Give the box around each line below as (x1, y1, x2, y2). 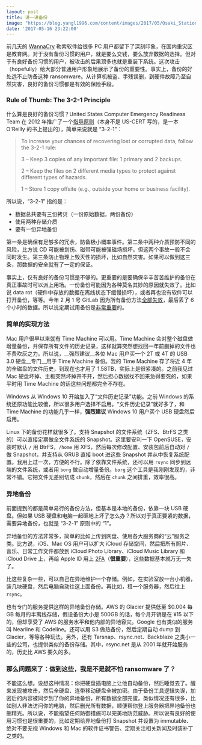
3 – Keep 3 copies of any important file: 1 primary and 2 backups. (20, 155, 183, 162)
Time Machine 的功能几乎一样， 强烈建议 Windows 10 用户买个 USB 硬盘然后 (6, 407, 195, 415)
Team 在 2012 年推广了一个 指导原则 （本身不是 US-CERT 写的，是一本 (6, 118, 179, 125)
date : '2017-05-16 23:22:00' (6, 25, 79, 32)
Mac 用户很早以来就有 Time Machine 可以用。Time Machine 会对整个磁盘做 (6, 335, 194, 342)
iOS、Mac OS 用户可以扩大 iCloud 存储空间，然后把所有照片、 (37, 540, 192, 548)
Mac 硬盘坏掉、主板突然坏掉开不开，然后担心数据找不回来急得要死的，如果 (6, 372, 192, 380)
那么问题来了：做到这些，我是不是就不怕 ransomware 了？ (6, 665, 176, 673)
